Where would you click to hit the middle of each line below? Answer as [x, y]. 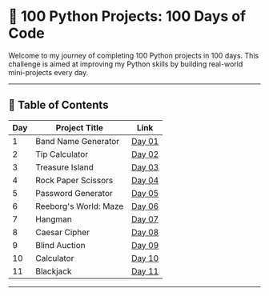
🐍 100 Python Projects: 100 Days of [127, 16]
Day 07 [145, 219]
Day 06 [145, 206]
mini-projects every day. [48, 72]
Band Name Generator [78, 141]
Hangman [54, 219]
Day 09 [145, 245]
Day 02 [145, 154]
